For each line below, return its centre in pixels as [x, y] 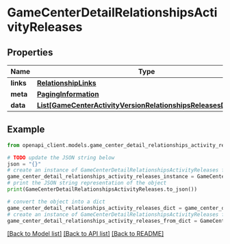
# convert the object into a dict [56, 202]
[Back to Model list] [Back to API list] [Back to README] [86, 234]
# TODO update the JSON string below [61, 158]
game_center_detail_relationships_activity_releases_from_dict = [102, 221]
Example [26, 130]
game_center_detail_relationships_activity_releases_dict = [95, 208]
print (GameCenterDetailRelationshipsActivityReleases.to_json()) [102, 189]
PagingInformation [68, 94]
